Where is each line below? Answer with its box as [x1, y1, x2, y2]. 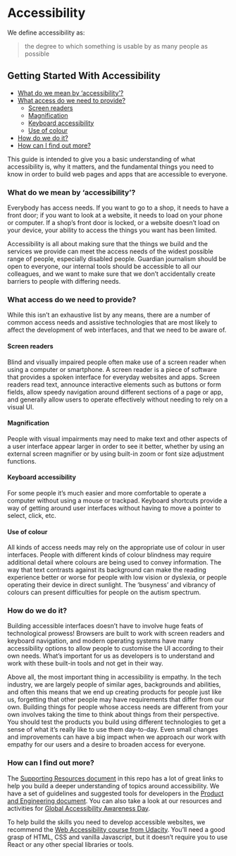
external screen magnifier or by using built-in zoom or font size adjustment [7, 450, 225, 458]
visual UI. [7, 402, 35, 411]
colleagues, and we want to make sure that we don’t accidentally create [7, 270, 216, 278]
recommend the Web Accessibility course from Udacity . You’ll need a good [7, 825, 225, 833]
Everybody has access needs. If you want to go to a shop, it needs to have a [7, 203, 229, 212]
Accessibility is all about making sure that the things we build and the [7, 240, 208, 248]
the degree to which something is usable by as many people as [24, 42, 208, 50]
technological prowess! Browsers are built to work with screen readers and [7, 629, 225, 638]
